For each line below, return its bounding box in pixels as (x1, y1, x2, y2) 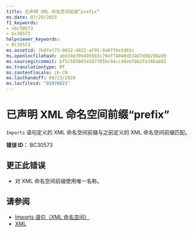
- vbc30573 (6, 25, 33, 32)
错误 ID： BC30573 (6, 141, 53, 149)
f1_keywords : (6, 20, 39, 26)
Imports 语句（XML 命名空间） (14, 213, 91, 221)
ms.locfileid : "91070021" (6, 81, 70, 87)
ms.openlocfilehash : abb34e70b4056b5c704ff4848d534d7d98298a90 (6, 53, 167, 59)
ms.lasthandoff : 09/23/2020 (6, 75, 76, 81)
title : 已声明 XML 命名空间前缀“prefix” (6, 8, 100, 15)
